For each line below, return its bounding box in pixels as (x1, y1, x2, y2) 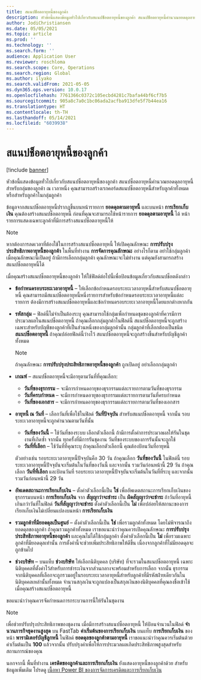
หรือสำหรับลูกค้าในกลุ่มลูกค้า (6, 191, 62, 198)
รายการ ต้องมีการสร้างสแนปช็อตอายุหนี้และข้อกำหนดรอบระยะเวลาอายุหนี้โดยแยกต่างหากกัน (14, 298, 193, 306)
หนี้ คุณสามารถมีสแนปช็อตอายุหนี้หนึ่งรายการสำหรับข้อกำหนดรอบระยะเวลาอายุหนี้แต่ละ (14, 291, 184, 299)
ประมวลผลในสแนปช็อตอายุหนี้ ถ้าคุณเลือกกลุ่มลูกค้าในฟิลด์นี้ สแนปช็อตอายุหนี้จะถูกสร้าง (14, 317, 187, 324)
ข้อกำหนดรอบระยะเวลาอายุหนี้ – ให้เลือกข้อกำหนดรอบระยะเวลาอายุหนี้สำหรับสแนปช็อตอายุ (14, 285, 192, 292)
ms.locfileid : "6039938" (6, 121, 68, 127)
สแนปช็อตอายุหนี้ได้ (6, 261, 45, 268)
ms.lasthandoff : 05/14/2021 (6, 115, 77, 121)
